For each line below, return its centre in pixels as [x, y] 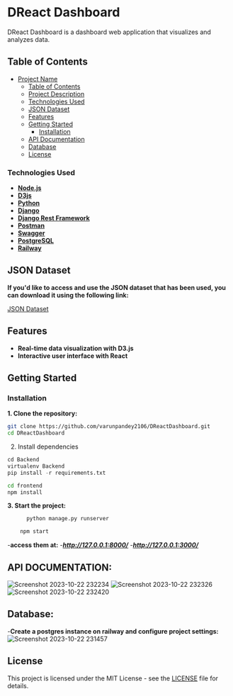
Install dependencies [48, 447]
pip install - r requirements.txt [57, 473]
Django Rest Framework [53, 218]
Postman [31, 226]
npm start [35, 532]
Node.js [29, 188]
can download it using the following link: [68, 295]
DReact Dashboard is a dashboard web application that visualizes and [109, 32]
